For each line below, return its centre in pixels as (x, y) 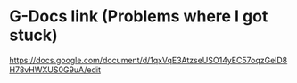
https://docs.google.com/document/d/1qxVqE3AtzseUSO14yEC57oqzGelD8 (148, 60)
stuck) (33, 35)
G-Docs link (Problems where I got (139, 17)
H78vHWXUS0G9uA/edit (55, 70)
